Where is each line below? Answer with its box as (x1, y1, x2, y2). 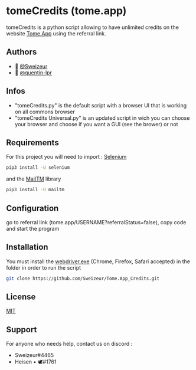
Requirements (6, 137, 59, 148)
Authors (6, 47, 37, 57)
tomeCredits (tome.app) (6, 4, 127, 18)
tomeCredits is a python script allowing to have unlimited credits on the (6, 24, 179, 31)
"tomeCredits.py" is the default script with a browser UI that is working (14, 101, 187, 109)
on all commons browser (14, 108, 75, 115)
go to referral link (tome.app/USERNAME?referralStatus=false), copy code (6, 218, 187, 225)
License (6, 292, 36, 302)
